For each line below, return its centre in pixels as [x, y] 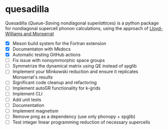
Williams [14, 33]
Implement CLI [27, 94]
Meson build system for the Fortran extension [59, 43]
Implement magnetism [35, 110]
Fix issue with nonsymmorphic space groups [58, 60]
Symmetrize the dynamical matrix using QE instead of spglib [74, 66]
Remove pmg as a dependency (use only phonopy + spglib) [74, 116]
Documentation [28, 105]
